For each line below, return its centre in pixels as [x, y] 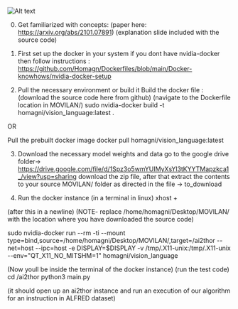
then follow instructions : [54, 61]
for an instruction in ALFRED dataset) [61, 298]
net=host [21, 248]
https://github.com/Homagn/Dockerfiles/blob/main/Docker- [105, 69]
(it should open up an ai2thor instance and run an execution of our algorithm [119, 291]
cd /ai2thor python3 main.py [49, 277]
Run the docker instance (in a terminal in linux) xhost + [97, 198]
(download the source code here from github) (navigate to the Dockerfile [124, 97]
